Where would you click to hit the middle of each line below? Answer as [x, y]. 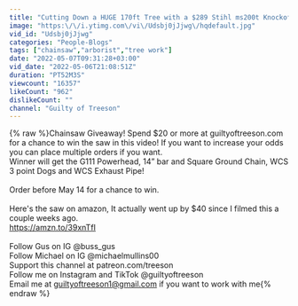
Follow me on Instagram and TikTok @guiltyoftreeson [106, 275]
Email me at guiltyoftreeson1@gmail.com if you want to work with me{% [141, 284]
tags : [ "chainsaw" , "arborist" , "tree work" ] [91, 51]
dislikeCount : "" [41, 100]
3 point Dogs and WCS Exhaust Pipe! [77, 171]
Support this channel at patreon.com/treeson [91, 265]
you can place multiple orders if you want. [86, 153]
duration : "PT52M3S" [47, 75]
